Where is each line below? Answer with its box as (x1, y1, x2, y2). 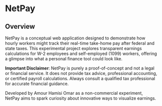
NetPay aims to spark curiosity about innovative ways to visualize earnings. (5, 95, 157, 101)
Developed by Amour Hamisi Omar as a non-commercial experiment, (5, 90, 143, 96)
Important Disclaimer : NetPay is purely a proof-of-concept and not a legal (5, 65, 155, 71)
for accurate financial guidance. (5, 81, 69, 87)
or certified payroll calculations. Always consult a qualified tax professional (5, 76, 156, 81)
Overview (5, 22, 36, 31)
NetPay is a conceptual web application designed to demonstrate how (5, 35, 145, 41)
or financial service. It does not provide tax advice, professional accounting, (5, 71, 157, 76)
